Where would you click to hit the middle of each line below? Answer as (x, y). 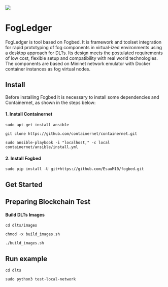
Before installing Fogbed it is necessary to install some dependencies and (82, 97)
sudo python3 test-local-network (41, 279)
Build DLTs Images (25, 214)
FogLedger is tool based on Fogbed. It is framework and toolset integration (83, 42)
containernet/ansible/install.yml (42, 147)
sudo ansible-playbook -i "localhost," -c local (58, 142)
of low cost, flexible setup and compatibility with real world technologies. (82, 58)
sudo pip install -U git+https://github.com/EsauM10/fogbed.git (75, 169)
